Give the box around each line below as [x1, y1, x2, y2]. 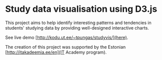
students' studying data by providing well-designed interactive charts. [5, 25, 150, 30]
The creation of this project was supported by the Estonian [5, 44, 126, 50]
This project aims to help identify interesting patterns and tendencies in [5, 20, 152, 26]
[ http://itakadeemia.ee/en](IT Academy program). [5, 49, 107, 55]
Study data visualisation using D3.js [5, 3, 158, 15]
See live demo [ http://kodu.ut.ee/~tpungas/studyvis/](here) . [5, 34, 129, 40]
